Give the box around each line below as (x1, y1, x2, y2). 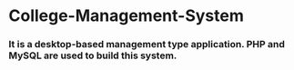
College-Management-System (8, 5, 245, 26)
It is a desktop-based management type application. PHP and (8, 38, 286, 51)
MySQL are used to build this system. (8, 49, 177, 62)
